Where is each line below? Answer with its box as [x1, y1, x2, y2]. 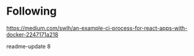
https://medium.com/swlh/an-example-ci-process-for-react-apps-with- [6, 24, 188, 32]
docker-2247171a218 [6, 30, 59, 38]
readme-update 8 [6, 43, 51, 50]
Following [6, 4, 57, 18]
